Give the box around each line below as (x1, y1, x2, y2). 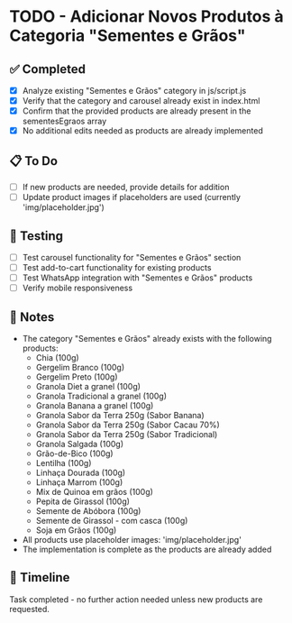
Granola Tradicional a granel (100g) (35, 390, 168, 402)
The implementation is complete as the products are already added (22, 544, 272, 555)
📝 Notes (9, 309, 55, 325)
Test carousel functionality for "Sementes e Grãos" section (22, 252, 242, 262)
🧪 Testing (9, 228, 64, 243)
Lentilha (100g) (35, 458, 92, 469)
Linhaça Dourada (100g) (35, 467, 126, 479)
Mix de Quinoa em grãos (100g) (35, 487, 153, 498)
